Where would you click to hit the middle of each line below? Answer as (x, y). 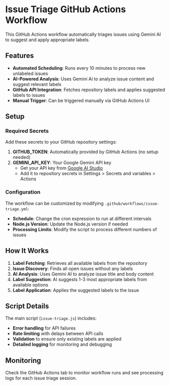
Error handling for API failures (44, 328)
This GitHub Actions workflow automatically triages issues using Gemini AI (83, 34)
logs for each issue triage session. (41, 378)
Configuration (23, 192)
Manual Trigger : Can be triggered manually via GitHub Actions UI (81, 100)
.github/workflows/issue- (132, 204)
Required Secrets (27, 131)
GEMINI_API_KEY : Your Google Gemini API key (62, 163)
